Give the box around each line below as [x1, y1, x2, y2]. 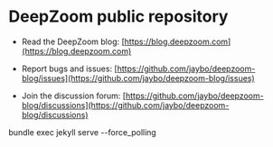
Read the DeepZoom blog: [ [21, 36, 126, 47]
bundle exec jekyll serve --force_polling [8, 126, 157, 137]
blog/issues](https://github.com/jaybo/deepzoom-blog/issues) [21, 72, 255, 83]
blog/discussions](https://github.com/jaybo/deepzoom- [21, 99, 230, 110]
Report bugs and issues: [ [21, 63, 118, 74]
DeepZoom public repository [8, 6, 229, 27]
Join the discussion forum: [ [21, 90, 127, 101]
